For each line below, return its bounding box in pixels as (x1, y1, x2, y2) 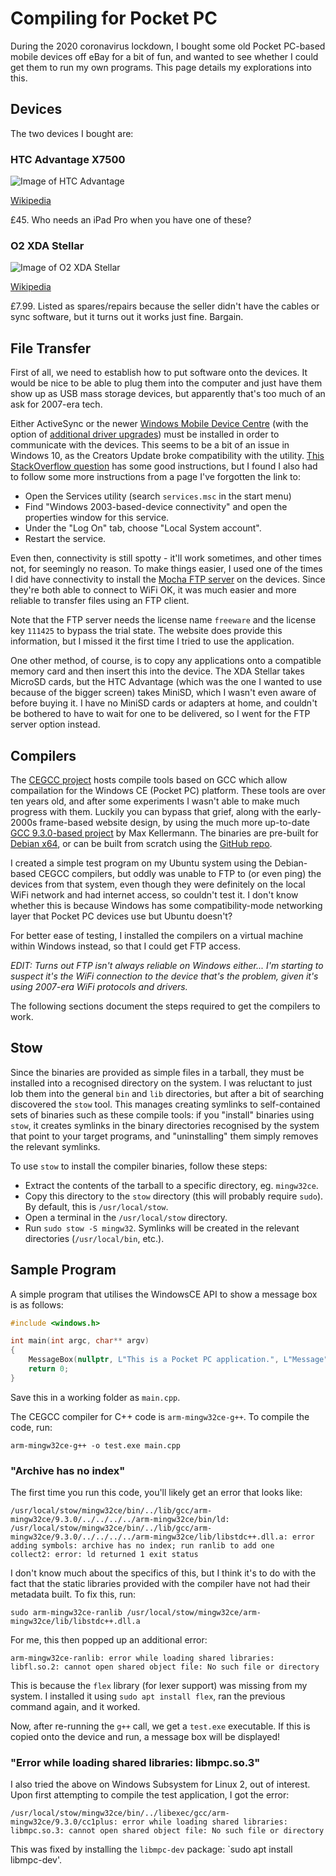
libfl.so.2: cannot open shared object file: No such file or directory (10, 1662, 320, 1672)
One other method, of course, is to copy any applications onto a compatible (10, 655, 322, 667)
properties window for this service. (24, 512, 170, 524)
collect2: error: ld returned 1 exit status (10, 1550, 199, 1560)
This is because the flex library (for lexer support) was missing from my (10, 1680, 308, 1692)
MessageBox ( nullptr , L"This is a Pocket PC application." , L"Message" (28, 1355, 329, 1365)
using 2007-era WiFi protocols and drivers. (10, 980, 188, 992)
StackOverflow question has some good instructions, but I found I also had (10, 460, 318, 472)
